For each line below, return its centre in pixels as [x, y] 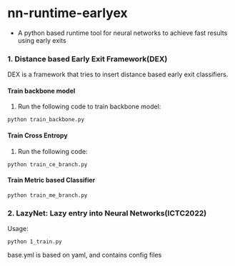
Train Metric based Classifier [51, 180]
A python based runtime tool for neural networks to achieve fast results [122, 33]
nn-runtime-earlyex [68, 13]
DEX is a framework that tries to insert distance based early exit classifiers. [118, 75]
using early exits [42, 40]
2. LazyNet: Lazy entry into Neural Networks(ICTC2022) [107, 213]
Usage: [18, 229]
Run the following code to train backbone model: [89, 107]
